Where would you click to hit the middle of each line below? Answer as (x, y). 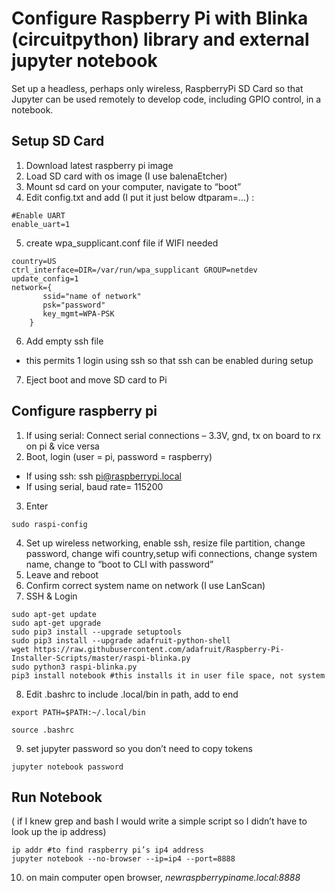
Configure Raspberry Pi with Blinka (160, 18)
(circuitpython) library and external (160, 39)
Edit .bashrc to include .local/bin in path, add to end (132, 694)
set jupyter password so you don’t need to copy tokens (139, 748)
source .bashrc (43, 730)
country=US (34, 261)
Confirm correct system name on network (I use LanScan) (145, 585)
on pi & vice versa (62, 446)
